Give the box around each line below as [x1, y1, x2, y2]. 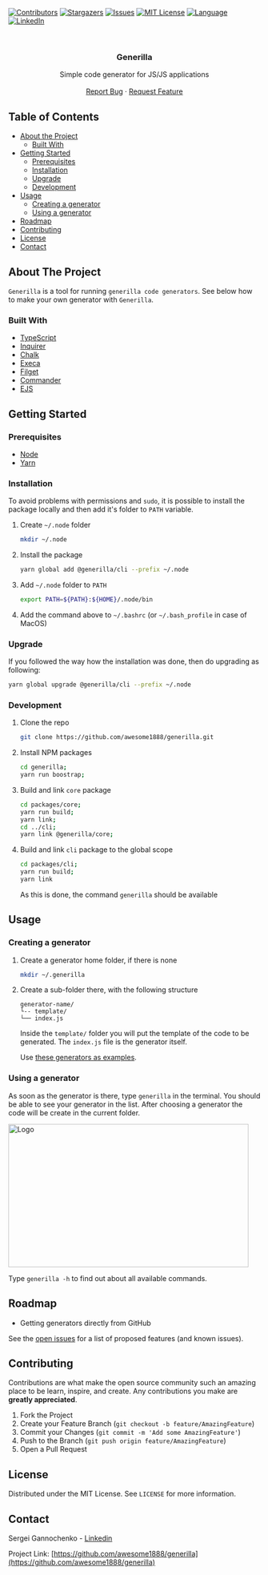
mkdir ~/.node [19, 536, 67, 544]
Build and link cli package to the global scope [19, 845, 174, 854]
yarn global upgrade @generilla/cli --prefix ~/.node [8, 681, 192, 689]
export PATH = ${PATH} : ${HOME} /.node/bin [19, 595, 154, 604]
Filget [19, 367, 39, 376]
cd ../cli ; [19, 823, 57, 831]
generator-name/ [19, 1001, 74, 1009]
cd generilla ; [19, 763, 67, 772]
